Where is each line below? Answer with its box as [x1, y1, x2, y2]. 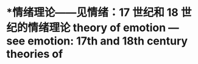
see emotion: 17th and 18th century [6, 34, 188, 48]
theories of [6, 47, 63, 61]
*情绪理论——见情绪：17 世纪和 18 [6, 5, 179, 20]
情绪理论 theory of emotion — [27, 21, 179, 35]
